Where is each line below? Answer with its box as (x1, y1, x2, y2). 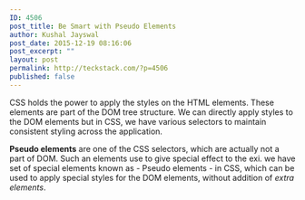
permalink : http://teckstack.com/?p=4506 (9, 64, 169, 73)
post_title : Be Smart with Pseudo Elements (9, 22, 177, 31)
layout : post (9, 55, 59, 64)
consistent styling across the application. (9, 126, 163, 137)
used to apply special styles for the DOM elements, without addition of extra (9, 172, 295, 183)
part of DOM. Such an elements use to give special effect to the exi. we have (9, 153, 296, 164)
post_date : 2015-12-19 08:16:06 (9, 38, 132, 48)
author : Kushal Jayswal (9, 30, 100, 39)
